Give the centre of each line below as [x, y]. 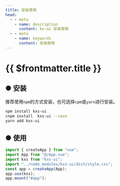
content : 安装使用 [37, 43]
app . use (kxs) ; [20, 174]
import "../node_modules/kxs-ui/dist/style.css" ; [59, 164]
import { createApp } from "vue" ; [42, 150]
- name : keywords [33, 39]
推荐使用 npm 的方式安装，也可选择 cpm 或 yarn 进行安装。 [62, 101]
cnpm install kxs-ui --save [36, 116]
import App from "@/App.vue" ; [38, 155]
